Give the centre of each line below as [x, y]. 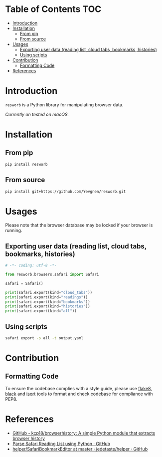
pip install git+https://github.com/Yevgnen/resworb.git [66, 191]
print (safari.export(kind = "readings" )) [47, 297]
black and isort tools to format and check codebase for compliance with [79, 394]
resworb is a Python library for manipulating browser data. [64, 105]
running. [14, 230]
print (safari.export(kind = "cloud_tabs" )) [49, 292]
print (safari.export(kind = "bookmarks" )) [48, 302]
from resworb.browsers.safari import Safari [52, 275]
